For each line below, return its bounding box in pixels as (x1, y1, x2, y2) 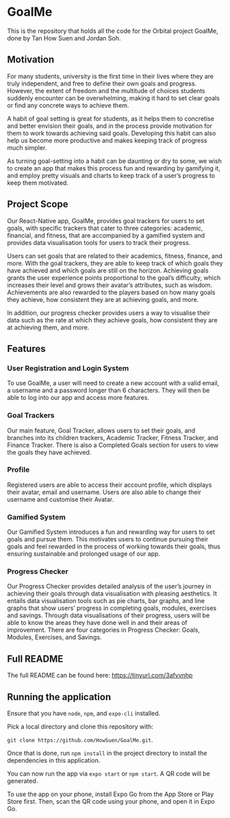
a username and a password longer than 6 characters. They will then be (7, 386, 210, 394)
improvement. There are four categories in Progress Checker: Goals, (7, 626, 201, 634)
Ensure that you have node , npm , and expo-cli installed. (7, 709, 161, 717)
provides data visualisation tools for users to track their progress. (7, 238, 191, 246)
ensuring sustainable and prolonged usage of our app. (7, 550, 161, 558)
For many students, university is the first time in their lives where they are (7, 72, 214, 80)
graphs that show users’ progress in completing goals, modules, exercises (7, 604, 217, 613)
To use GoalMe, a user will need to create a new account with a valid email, (7, 379, 220, 387)
